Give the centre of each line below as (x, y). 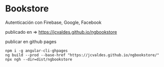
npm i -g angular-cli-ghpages (37, 51)
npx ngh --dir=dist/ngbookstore (39, 59)
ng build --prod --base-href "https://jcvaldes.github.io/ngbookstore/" (82, 55)
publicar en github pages (31, 41)
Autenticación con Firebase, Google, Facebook (53, 22)
